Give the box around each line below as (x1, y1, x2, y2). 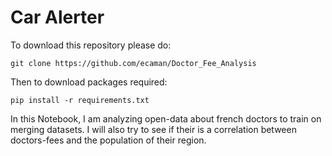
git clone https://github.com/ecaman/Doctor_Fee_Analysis (10, 58, 257, 68)
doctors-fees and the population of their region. (10, 134, 207, 146)
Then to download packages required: (10, 76, 168, 88)
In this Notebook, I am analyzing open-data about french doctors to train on (10, 112, 322, 125)
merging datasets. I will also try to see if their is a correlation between (10, 123, 297, 135)
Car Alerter (10, 6, 105, 29)
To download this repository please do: (10, 39, 172, 51)
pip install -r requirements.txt (10, 95, 150, 105)
